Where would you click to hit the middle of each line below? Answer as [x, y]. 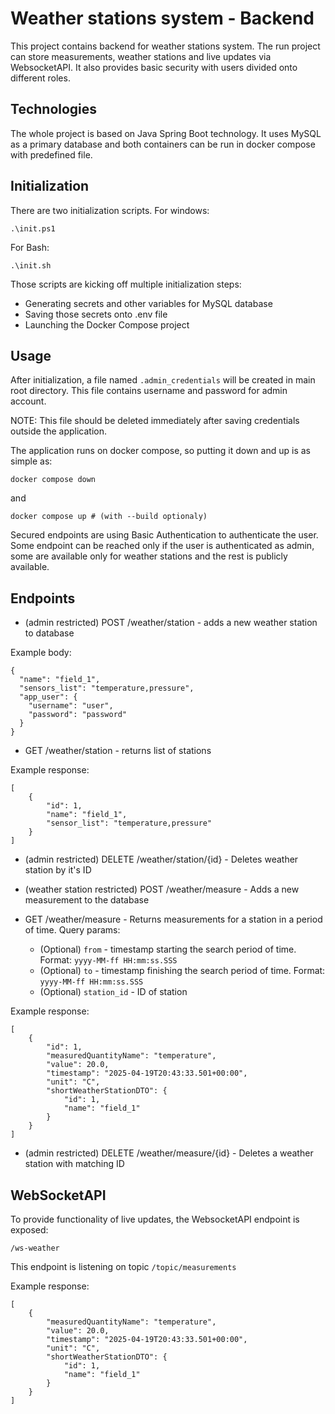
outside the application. [58, 431]
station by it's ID [58, 870]
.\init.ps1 [33, 228]
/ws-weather [35, 1248]
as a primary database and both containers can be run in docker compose [163, 144]
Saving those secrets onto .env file [96, 314]
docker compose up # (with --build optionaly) [109, 517]
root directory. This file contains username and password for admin [149, 391]
